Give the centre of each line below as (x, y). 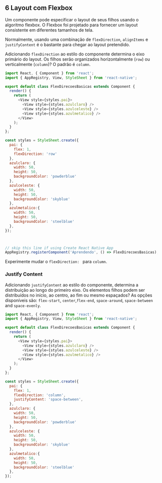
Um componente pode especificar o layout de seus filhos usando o (72, 19)
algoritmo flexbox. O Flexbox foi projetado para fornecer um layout (71, 25)
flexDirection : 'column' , (40, 395)
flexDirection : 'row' (35, 154)
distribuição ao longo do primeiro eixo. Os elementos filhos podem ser (75, 290)
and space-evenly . (23, 305)
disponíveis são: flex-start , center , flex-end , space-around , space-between (79, 300)
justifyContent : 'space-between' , (48, 400)
